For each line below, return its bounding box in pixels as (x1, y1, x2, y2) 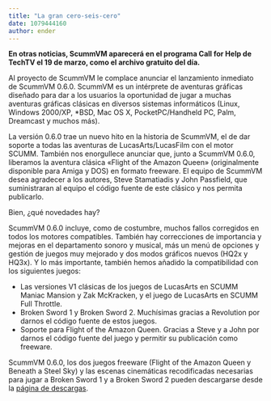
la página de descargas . (8, 383, 89, 393)
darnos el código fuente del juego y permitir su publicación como (19, 333, 239, 344)
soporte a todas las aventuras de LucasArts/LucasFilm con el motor (8, 141, 234, 150)
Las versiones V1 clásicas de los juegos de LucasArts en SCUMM (19, 282, 239, 292)
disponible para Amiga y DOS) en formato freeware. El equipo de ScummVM (8, 167, 263, 176)
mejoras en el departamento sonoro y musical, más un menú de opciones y (8, 240, 260, 251)
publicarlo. (8, 192, 44, 202)
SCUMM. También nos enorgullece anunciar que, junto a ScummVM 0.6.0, (8, 149, 256, 158)
